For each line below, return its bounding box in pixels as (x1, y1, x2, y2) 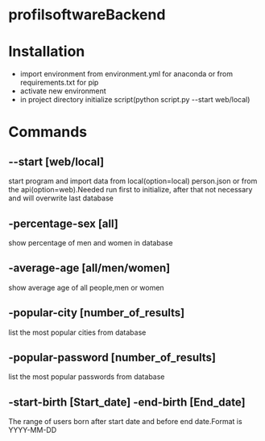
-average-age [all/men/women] (8, 262, 171, 275)
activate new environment (19, 86, 106, 96)
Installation (8, 43, 85, 61)
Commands (8, 123, 88, 142)
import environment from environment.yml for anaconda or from (19, 69, 234, 79)
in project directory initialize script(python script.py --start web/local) (19, 95, 251, 105)
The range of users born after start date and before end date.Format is (8, 417, 243, 427)
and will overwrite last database (8, 193, 114, 203)
